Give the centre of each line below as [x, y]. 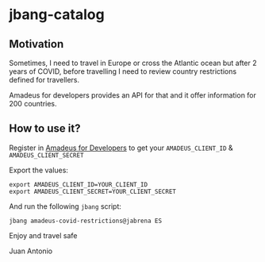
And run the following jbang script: [65, 206]
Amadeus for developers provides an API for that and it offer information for [133, 95]
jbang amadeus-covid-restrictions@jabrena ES [85, 221]
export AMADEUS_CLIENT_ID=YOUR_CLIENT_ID [79, 184]
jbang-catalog [57, 15]
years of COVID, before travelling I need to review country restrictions [123, 71]
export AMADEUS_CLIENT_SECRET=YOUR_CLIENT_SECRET [93, 191]
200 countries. [33, 104]
